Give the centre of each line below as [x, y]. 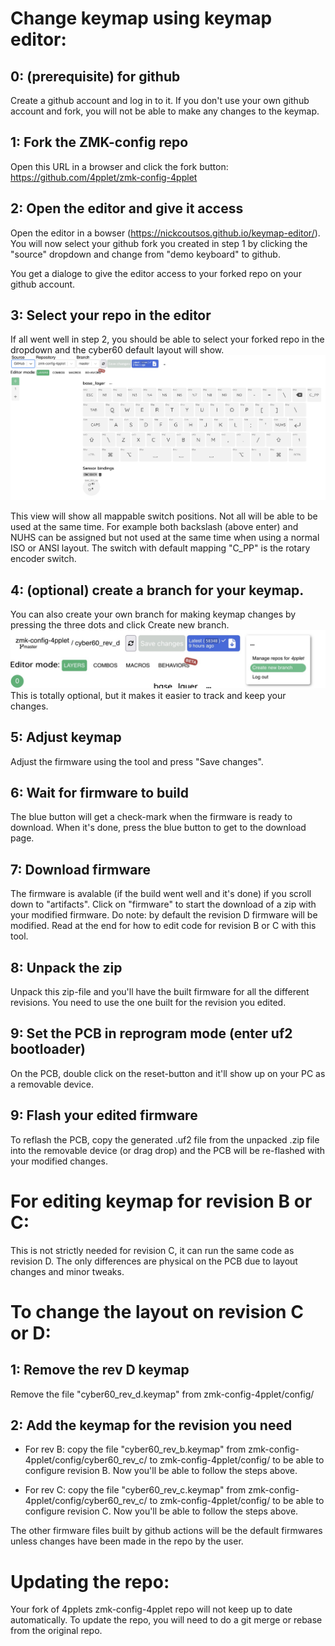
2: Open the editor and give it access [127, 208]
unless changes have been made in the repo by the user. [127, 1541]
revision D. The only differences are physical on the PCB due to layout [154, 1261]
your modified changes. [59, 1161]
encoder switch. [43, 559]
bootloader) [48, 1049]
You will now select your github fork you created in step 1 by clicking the [159, 243]
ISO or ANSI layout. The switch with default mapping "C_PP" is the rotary [160, 548]
